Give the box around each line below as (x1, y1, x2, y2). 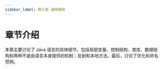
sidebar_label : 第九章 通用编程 (5, 7, 66, 12)
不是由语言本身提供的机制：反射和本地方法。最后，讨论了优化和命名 (21, 52, 159, 58)
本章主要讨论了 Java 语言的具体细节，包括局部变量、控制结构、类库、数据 (5, 47, 154, 52)
